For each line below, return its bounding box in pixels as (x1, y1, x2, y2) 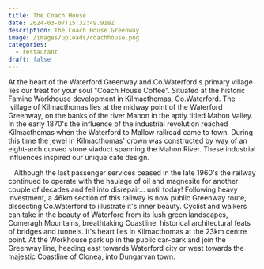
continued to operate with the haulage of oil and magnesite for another (8, 176, 239, 185)
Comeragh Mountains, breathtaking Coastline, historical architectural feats (8, 218, 251, 227)
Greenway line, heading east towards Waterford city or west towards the (8, 243, 244, 252)
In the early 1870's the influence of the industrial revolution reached (8, 119, 228, 129)
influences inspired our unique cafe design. (8, 152, 150, 162)
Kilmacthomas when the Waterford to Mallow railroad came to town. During (8, 127, 253, 136)
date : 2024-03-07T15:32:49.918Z (8, 19, 115, 27)
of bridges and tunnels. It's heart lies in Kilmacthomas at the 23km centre (8, 226, 247, 236)
